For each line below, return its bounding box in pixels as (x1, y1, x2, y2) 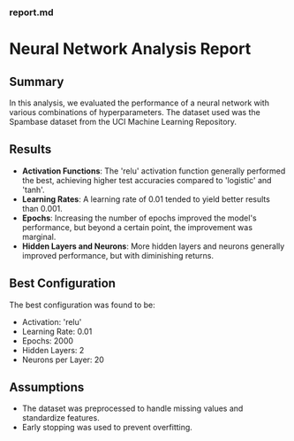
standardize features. (21, 413, 100, 423)
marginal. (21, 231, 57, 242)
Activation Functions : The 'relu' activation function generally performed (21, 166, 286, 176)
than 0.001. (21, 203, 64, 213)
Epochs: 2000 (21, 335, 73, 346)
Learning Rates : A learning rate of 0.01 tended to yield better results (21, 193, 271, 205)
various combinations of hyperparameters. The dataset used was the (9, 106, 260, 117)
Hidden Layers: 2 (21, 344, 85, 355)
